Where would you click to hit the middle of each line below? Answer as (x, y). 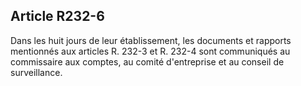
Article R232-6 (57, 16)
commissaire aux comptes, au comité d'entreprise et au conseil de (147, 61)
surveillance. (36, 72)
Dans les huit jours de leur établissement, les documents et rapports (151, 40)
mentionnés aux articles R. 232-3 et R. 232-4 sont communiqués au (150, 51)
